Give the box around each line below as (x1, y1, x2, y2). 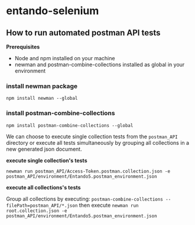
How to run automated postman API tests (6, 28, 161, 38)
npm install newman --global (6, 96, 78, 102)
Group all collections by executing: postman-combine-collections (6, 195, 164, 202)
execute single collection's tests (6, 156, 87, 164)
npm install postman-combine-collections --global (6, 122, 134, 128)
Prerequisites (6, 43, 40, 50)
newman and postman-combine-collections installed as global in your (14, 61, 185, 68)
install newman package (6, 81, 78, 90)
